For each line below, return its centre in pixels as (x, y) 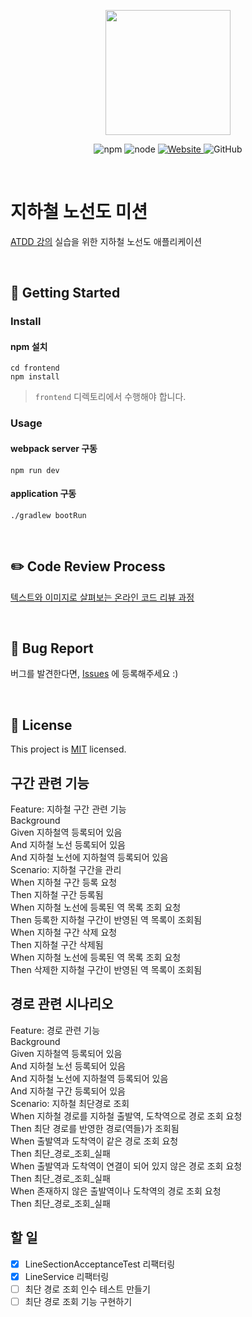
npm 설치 (29, 346)
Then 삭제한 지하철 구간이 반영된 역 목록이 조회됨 (106, 970)
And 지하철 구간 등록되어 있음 (68, 1091)
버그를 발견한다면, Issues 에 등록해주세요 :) (94, 674)
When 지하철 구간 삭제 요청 (64, 932)
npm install (35, 377)
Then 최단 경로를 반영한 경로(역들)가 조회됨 (95, 1128)
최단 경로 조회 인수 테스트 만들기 (87, 1289)
